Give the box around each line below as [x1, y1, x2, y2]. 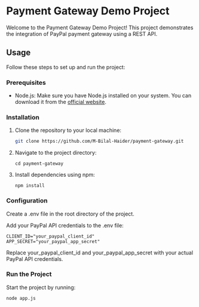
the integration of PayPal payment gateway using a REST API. [6, 30, 158, 37]
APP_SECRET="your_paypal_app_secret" [6, 238, 100, 244]
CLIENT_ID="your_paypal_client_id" [6, 233, 95, 240]
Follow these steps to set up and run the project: [6, 63, 125, 70]
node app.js [6, 295, 36, 301]
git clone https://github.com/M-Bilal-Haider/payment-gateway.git [14, 139, 184, 145]
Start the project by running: [6, 284, 76, 291]
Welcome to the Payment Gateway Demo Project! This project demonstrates [6, 24, 194, 31]
